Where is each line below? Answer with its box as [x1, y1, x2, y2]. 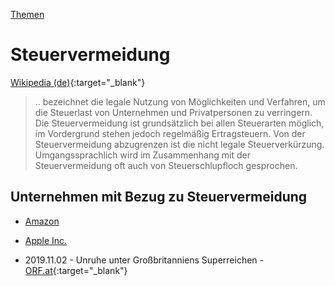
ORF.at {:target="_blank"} [24, 264, 128, 276]
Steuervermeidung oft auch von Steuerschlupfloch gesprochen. [34, 159, 298, 171]
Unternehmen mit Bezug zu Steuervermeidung [10, 189, 308, 206]
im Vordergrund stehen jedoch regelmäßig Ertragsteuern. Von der [34, 127, 306, 139]
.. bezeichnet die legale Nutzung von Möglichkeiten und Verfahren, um [34, 95, 326, 108]
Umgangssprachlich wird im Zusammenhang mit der [34, 149, 251, 161]
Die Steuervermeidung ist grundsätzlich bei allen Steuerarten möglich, [34, 117, 325, 129]
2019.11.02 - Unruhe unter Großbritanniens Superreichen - [24, 254, 264, 266]
